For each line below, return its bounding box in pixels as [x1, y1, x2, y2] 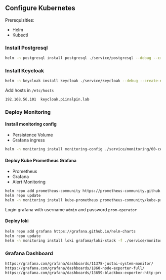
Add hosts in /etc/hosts [5, 88, 54, 93]
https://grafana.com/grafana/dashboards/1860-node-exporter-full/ [5, 266, 145, 271]
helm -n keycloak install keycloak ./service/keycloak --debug [5, 79, 138, 84]
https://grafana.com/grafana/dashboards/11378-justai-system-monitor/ [5, 261, 154, 266]
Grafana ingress [12, 137, 45, 143]
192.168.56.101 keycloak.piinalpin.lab [5, 97, 90, 102]
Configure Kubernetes [5, 4, 76, 12]
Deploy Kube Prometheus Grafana [5, 157, 77, 163]
